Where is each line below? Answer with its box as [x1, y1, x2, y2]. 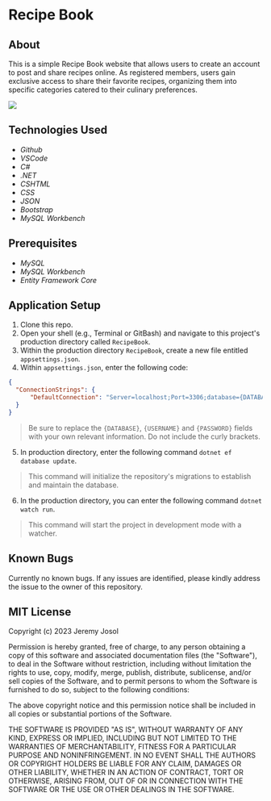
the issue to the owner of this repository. [8, 582, 144, 591]
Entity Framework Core [19, 275, 98, 285]
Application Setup [8, 298, 101, 312]
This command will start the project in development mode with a [27, 519, 242, 529]
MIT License [8, 605, 72, 619]
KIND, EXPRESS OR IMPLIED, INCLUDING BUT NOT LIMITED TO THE [8, 733, 237, 743]
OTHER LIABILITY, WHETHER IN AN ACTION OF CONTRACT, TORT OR [8, 768, 244, 778]
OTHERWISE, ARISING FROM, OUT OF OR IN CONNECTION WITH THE [8, 776, 244, 786]
